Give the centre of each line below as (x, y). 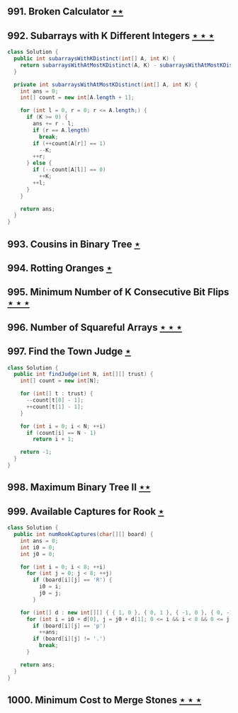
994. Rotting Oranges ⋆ (60, 268)
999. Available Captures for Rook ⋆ (86, 512)
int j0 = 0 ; (38, 554)
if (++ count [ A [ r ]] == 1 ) (69, 143)
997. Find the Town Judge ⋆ (69, 352)
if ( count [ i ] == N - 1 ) (61, 433)
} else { (39, 163)
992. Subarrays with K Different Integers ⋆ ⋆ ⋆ (111, 36)
